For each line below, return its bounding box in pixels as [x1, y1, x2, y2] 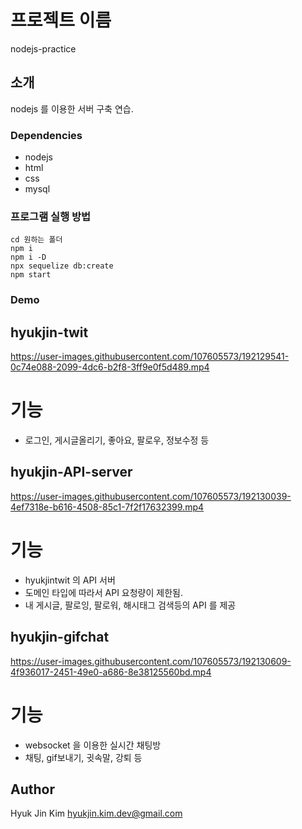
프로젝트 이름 [10, 9, 112, 32]
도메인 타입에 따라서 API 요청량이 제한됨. [24, 586, 183, 598]
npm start [10, 270, 52, 280]
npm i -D [10, 252, 47, 263]
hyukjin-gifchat [10, 629, 110, 646]
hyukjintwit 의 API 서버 [24, 574, 116, 586]
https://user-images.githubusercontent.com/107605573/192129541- [10, 351, 290, 363]
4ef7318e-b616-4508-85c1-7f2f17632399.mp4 [10, 501, 205, 513]
